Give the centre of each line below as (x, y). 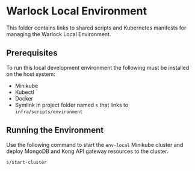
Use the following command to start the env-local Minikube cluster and (95, 145)
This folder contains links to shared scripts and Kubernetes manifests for (96, 28)
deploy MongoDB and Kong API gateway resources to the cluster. (87, 151)
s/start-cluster (26, 162)
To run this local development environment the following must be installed (98, 67)
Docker (24, 98)
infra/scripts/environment (49, 112)
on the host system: (31, 74)
